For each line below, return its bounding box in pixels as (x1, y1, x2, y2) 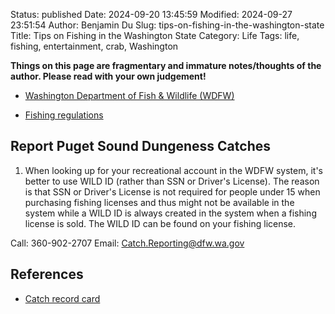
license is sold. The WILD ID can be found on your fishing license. (24, 217, 297, 229)
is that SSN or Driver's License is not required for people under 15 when (24, 185, 321, 198)
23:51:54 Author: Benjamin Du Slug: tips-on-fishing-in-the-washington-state (10, 19, 325, 31)
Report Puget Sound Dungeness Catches (10, 138, 271, 155)
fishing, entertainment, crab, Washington (10, 40, 179, 52)
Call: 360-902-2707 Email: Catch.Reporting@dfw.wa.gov (10, 237, 245, 249)
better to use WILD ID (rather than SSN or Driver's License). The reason (24, 175, 320, 187)
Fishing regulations (24, 109, 104, 121)
